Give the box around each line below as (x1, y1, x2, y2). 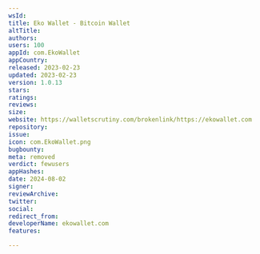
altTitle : (8, 26, 42, 34)
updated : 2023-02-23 (8, 71, 78, 79)
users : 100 (8, 42, 45, 50)
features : (8, 227, 42, 236)
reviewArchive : (8, 189, 59, 198)
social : (8, 204, 34, 212)
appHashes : (8, 168, 45, 176)
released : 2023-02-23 (8, 64, 81, 72)
